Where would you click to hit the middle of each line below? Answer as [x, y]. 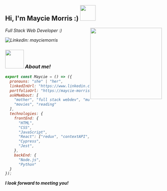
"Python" [27, 164]
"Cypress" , [30, 141]
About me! [38, 66]
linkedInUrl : [23, 86]
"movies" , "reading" [35, 105]
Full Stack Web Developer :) [34, 30]
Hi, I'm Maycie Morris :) [42, 19]
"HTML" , [26, 123]
